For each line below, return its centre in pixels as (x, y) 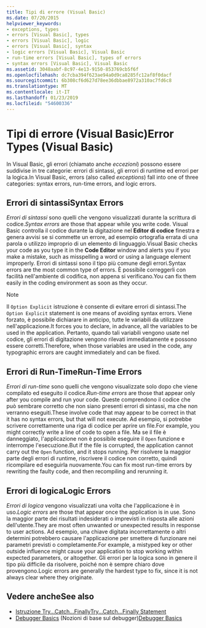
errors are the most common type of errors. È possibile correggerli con (96, 270)
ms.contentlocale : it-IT (38, 92)
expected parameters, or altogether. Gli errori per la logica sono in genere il (102, 558)
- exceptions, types (33, 29)
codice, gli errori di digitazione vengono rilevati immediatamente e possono (102, 339)
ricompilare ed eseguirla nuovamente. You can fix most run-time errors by (99, 465)
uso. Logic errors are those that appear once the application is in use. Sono (101, 512)
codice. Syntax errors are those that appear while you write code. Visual (97, 224)
